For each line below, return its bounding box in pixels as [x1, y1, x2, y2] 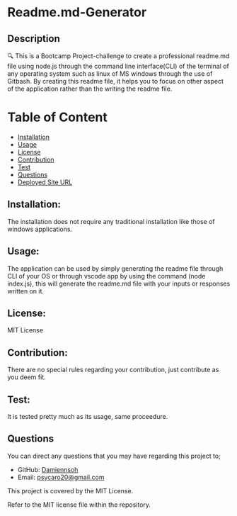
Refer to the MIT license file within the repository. [7, 500, 151, 509]
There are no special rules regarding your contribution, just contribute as [7, 366, 219, 374]
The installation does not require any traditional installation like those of [7, 217, 215, 225]
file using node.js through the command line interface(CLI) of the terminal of [7, 62, 230, 70]
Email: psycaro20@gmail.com [17, 473, 105, 481]
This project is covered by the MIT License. [7, 486, 134, 495]
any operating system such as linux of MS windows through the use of [7, 69, 213, 78]
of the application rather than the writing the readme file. [7, 84, 173, 93]
